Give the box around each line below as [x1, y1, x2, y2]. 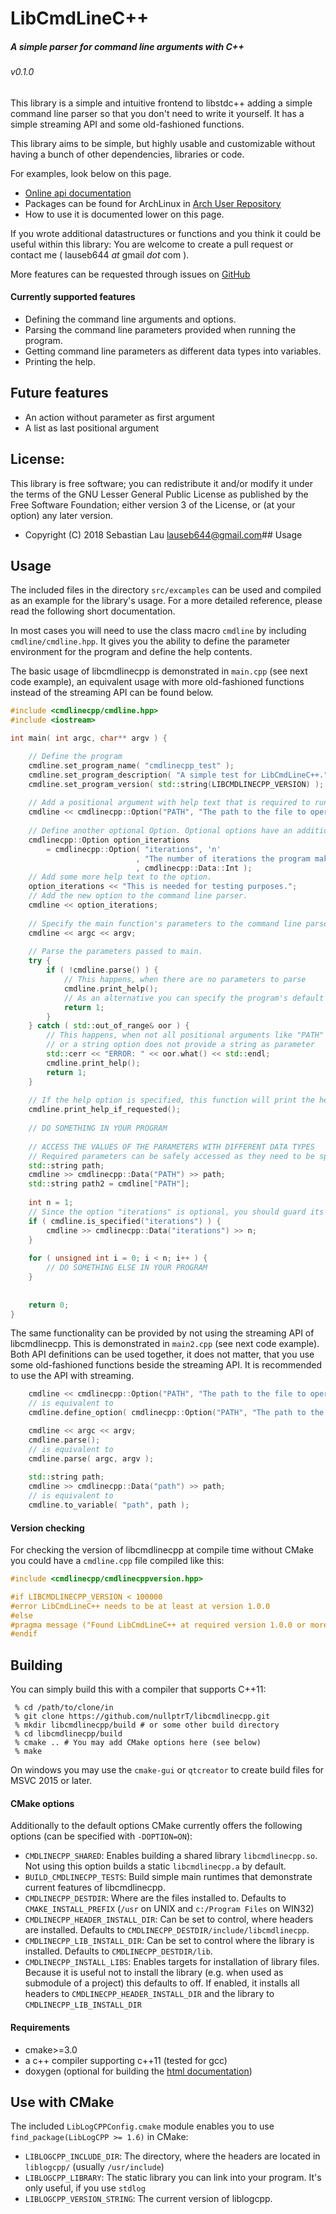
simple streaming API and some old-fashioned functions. [10, 118, 245, 130]
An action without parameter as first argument [24, 411, 215, 423]
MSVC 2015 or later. [10, 1775, 93, 1787]
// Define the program [28, 752, 123, 762]
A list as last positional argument [24, 422, 160, 434]
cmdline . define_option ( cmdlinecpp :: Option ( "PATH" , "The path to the [28, 1408, 325, 1418]
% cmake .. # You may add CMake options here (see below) [14, 1738, 262, 1748]
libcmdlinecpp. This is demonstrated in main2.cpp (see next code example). [10, 1338, 320, 1350]
